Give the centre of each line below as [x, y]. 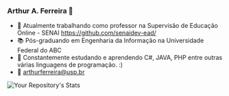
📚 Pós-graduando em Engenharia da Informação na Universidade [110, 41]
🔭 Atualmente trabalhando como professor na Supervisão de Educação [117, 26]
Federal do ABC [39, 50]
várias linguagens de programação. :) [70, 65]
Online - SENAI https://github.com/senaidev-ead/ [86, 33]
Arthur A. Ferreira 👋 [40, 11]
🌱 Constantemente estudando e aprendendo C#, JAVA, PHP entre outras [120, 58]
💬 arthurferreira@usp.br [51, 72]
